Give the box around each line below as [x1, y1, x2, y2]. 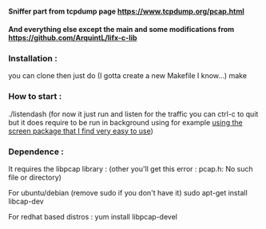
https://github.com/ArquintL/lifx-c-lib [8, 33, 137, 43]
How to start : [8, 91, 62, 102]
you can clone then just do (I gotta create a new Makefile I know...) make [8, 71, 248, 81]
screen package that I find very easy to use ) [8, 126, 154, 136]
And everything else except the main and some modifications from [8, 25, 235, 34]
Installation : [8, 53, 58, 64]
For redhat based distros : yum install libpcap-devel [8, 212, 178, 222]
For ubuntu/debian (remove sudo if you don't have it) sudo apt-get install [8, 188, 248, 198]
